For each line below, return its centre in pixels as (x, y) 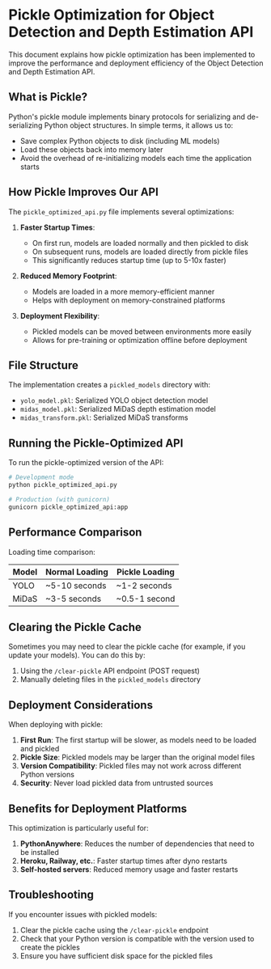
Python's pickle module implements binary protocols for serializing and (127, 116)
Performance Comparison (75, 533)
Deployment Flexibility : (60, 315)
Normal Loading (77, 572)
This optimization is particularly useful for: (78, 827)
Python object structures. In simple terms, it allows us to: (139, 125)
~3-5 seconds (74, 599)
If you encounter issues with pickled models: (83, 914)
